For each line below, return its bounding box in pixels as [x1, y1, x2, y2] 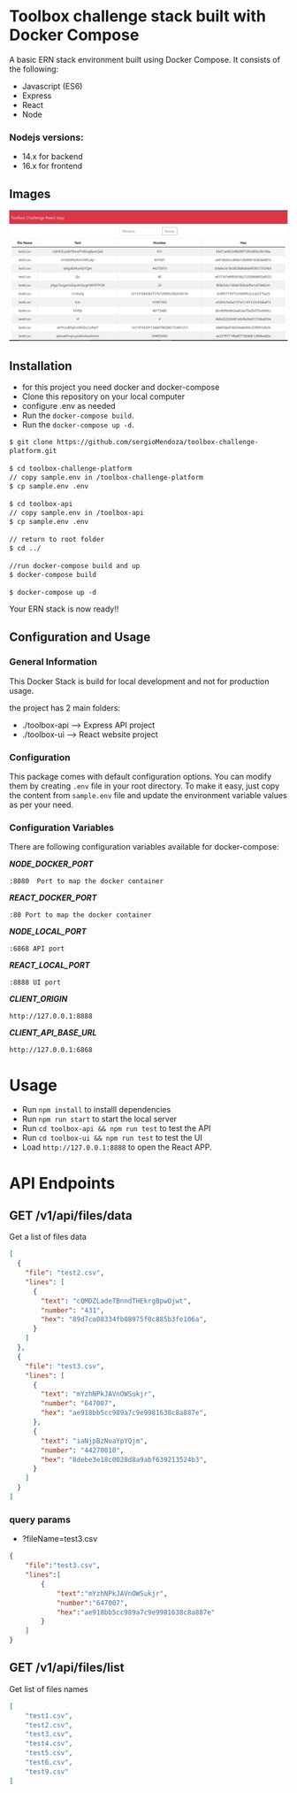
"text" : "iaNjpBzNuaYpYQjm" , [41, 1436, 148, 1445]
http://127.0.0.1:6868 [9, 1046, 93, 1055]
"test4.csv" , [25, 1739, 73, 1749]
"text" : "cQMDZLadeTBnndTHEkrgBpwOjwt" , [41, 1297, 192, 1305]
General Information [9, 656, 98, 668]
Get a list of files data [9, 1232, 87, 1243]
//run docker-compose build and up [9, 562, 141, 571]
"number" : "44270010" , [41, 1445, 125, 1455]
